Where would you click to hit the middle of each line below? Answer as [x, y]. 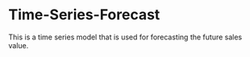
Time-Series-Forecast [84, 15]
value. [19, 45]
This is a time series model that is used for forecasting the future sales [125, 37]
